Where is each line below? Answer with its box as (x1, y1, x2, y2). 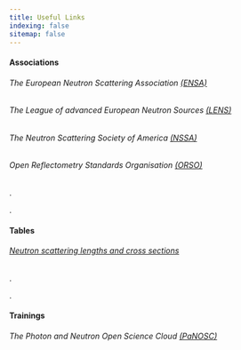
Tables (9, 225, 36, 235)
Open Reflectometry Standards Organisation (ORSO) (9, 160, 203, 171)
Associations (9, 57, 60, 68)
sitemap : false (9, 29, 66, 38)
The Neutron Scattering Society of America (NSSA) (9, 132, 197, 143)
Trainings (9, 310, 45, 321)
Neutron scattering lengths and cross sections (9, 245, 180, 256)
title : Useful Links (9, 12, 86, 22)
